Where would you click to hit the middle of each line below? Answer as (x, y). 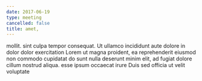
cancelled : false (28, 23)
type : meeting (24, 18)
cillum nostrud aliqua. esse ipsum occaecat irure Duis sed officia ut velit (96, 65)
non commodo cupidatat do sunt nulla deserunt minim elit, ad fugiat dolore (99, 59)
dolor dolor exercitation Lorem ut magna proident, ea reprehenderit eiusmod (101, 53)
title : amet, (23, 29)
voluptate (18, 72)
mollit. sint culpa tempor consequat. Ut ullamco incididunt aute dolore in (96, 46)
